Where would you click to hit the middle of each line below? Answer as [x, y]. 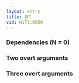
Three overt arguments [39, 74]
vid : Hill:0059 [25, 22]
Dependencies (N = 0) [38, 42]
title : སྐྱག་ [19, 17]
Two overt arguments [37, 58]
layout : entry [23, 11]
